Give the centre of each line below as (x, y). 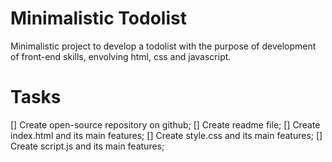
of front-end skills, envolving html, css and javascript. (121, 56)
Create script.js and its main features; (87, 146)
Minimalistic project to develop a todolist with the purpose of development (163, 46)
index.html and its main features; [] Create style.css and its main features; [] (166, 135)
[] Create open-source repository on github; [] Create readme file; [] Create (165, 124)
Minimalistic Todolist (98, 18)
